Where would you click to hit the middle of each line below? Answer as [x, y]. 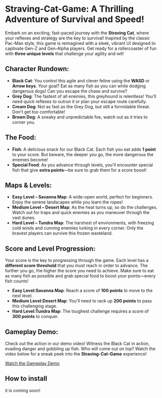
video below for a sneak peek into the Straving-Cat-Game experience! [76, 354]
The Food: [21, 138]
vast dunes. [24, 218]
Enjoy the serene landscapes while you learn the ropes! [67, 202]
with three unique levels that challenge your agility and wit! [65, 53]
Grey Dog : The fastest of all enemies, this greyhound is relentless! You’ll [84, 96]
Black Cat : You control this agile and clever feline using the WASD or [81, 80]
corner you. [24, 122]
